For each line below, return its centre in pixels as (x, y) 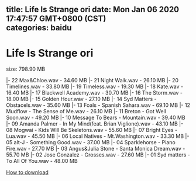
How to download (27, 172)
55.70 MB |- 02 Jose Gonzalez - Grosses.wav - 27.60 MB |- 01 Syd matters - (98, 155)
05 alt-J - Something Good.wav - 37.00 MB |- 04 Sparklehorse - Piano (91, 142)
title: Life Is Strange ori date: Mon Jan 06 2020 (93, 10)
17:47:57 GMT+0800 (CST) (56, 19)
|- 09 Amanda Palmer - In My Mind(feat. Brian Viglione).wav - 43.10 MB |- (95, 124)
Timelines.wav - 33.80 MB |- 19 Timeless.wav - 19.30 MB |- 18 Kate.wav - (94, 86)
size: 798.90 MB (26, 69)
